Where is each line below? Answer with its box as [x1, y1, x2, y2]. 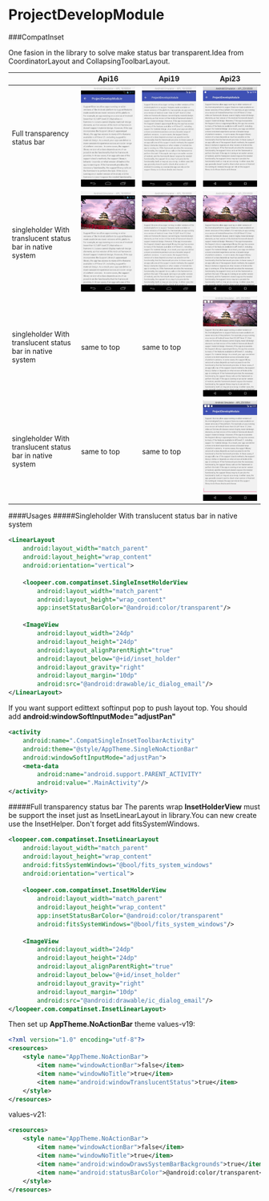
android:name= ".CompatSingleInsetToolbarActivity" [22, 736, 195, 744]
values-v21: [8, 1109, 46, 1119]
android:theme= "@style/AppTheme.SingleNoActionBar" [22, 745, 199, 753]
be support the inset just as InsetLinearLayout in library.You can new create [8, 811, 258, 820]
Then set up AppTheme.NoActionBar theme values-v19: [8, 1020, 196, 1029]
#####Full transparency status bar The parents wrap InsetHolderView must [8, 802, 260, 812]
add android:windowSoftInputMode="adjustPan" [8, 712, 176, 722]
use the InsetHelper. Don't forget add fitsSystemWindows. [8, 819, 200, 828]
